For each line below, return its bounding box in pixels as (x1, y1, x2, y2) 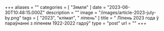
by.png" (5, 15, 21, 20)
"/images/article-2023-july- (98, 9, 156, 15)
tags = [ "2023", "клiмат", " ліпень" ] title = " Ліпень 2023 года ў (22, 15, 159, 20)
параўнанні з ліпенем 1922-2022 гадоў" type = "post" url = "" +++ (5, 20, 147, 26)
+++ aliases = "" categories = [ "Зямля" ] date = (5, 4, 106, 10)
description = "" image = (46, 9, 97, 15)
